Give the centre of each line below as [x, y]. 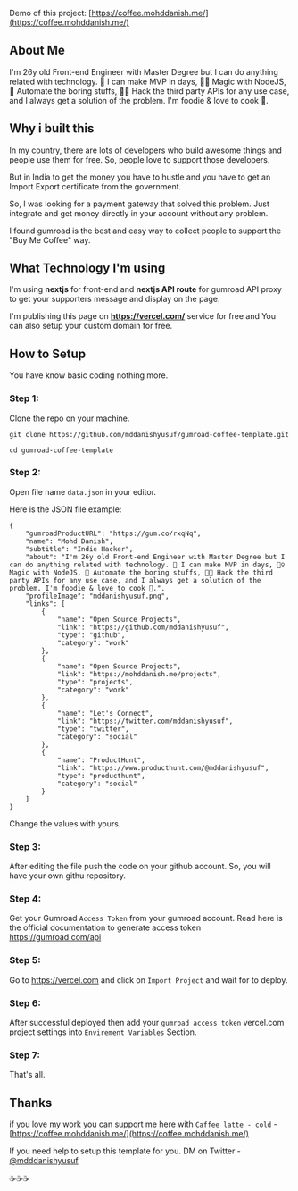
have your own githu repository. [68, 876]
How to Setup [48, 353]
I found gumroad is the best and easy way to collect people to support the [145, 231]
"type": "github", [91, 635]
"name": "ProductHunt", [101, 760]
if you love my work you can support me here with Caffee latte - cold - [144, 1124]
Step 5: [25, 960]
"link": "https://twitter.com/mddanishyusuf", [145, 721]
